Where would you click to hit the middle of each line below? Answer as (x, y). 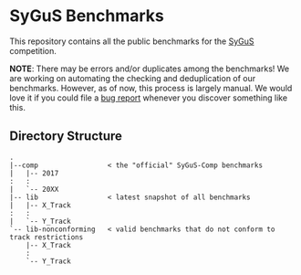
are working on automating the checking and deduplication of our (133, 78)
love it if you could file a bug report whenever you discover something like (149, 98)
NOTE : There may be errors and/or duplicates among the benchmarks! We (150, 69)
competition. (33, 50)
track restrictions (47, 237)
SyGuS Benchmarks (87, 16)
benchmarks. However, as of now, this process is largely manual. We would (151, 88)
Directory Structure (66, 137)
